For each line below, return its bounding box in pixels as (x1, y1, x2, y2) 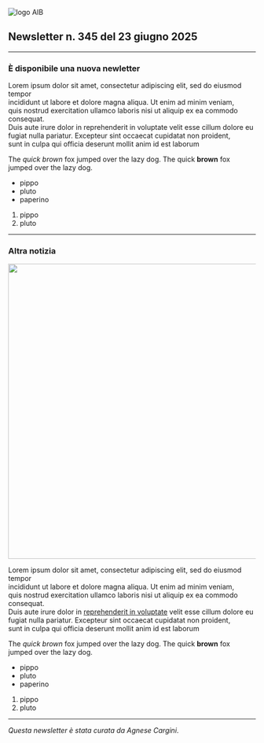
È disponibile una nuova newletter (8, 63, 141, 74)
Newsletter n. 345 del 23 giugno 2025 (8, 30, 198, 43)
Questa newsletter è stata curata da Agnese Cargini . (8, 726, 179, 735)
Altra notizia (8, 246, 57, 257)
